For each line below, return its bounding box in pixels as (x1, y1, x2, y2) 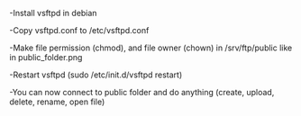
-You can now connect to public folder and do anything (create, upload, (9, 87, 275, 97)
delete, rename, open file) (9, 96, 105, 107)
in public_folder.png (9, 52, 83, 62)
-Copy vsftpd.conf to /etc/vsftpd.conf (9, 25, 150, 35)
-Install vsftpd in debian (9, 8, 97, 18)
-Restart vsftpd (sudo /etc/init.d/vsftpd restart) (9, 69, 183, 80)
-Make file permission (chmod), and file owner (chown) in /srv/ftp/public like (9, 42, 293, 53)
